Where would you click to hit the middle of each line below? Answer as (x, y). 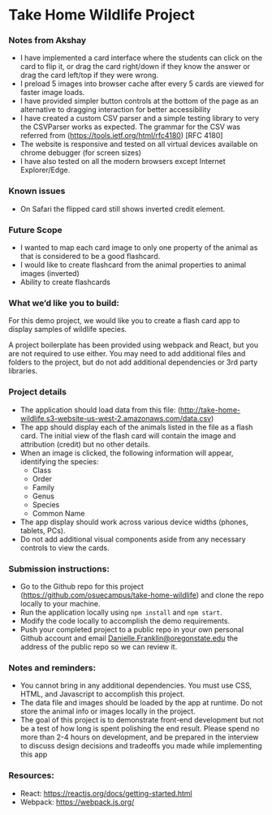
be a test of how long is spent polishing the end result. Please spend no (140, 729)
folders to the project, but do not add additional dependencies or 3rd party (133, 362)
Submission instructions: (59, 568)
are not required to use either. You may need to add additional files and (127, 354)
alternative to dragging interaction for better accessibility (115, 110)
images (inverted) (50, 274)
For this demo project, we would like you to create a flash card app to (124, 321)
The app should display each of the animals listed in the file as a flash (136, 427)
